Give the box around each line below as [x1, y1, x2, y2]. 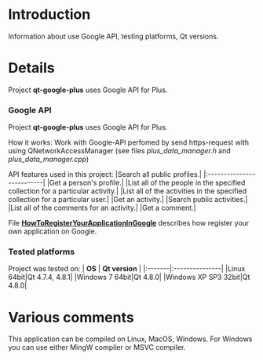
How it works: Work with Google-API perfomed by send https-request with [8, 138, 250, 147]
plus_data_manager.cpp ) [8, 155, 89, 164]
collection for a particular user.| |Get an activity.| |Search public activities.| [8, 195, 248, 204]
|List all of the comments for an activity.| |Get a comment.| [8, 203, 196, 213]
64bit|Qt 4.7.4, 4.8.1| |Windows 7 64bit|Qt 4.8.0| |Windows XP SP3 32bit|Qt [8, 273, 250, 282]
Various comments [8, 308, 135, 326]
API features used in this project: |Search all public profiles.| [8, 170, 203, 179]
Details [8, 59, 55, 77]
